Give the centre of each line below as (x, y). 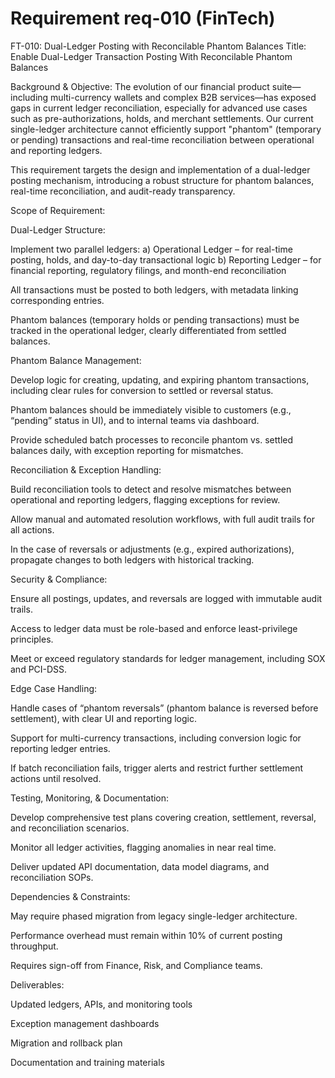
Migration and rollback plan (66, 1043)
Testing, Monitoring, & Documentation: (90, 798)
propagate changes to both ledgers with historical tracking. (132, 559)
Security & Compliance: (59, 579)
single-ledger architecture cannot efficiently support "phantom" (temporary (166, 129)
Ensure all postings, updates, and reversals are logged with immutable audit (166, 598)
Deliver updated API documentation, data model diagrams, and (140, 866)
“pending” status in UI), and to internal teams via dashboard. (135, 420)
